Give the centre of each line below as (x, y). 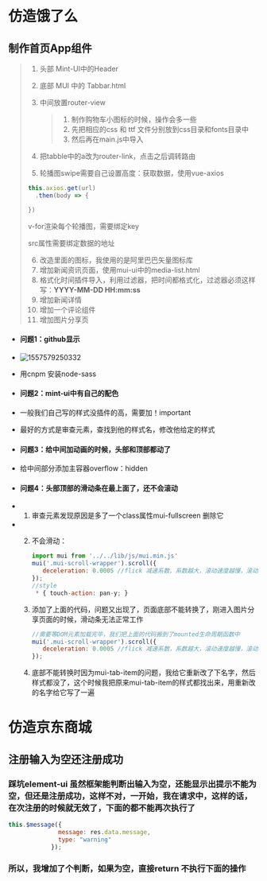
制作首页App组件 (50, 48)
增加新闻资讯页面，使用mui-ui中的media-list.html (120, 270)
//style (44, 585)
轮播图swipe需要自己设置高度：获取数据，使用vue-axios (132, 173)
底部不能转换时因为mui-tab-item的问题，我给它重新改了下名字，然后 (143, 673)
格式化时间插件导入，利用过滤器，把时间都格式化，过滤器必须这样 (147, 280)
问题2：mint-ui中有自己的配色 (69, 394)
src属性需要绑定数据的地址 (71, 243)
